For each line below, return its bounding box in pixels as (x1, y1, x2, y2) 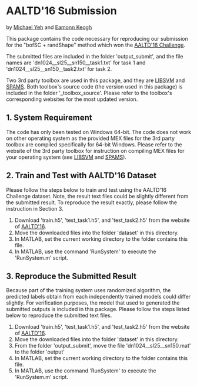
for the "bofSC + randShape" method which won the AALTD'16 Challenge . (6, 41, 185, 48)
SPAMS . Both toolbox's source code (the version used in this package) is (6, 83, 183, 90)
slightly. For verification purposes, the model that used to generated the (6, 299, 181, 306)
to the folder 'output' (14, 348, 65, 355)
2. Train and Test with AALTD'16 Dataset (6, 171, 157, 181)
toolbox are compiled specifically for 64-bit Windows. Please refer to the (6, 140, 182, 148)
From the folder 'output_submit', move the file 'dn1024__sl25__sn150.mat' (14, 342, 191, 349)
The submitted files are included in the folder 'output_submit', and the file (6, 53, 183, 60)
